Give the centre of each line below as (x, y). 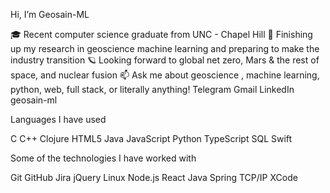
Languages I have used (58, 119)
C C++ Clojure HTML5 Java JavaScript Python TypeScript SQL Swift (151, 138)
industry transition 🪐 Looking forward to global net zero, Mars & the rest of (165, 60)
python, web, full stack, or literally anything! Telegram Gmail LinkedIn (152, 89)
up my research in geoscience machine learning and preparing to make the (165, 48)
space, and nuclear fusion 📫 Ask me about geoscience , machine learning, (165, 75)
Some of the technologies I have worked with (103, 158)
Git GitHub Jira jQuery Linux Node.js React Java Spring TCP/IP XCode (154, 177)
